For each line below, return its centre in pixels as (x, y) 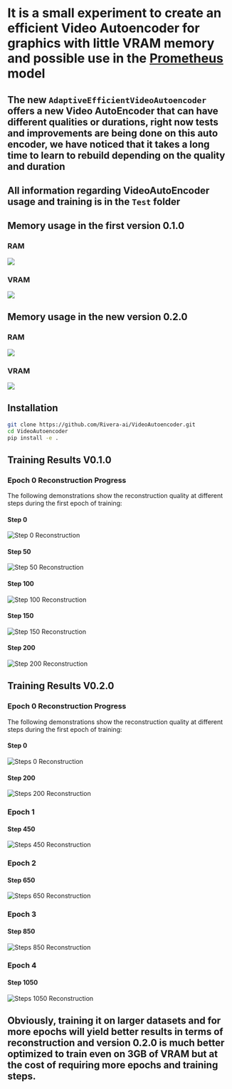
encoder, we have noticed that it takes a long (109, 144)
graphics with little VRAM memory (111, 43)
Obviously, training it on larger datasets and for (114, 1021)
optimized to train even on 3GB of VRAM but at (113, 1054)
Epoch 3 (22, 914)
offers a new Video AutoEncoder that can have (113, 111)
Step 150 (21, 616)
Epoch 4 (22, 965)
